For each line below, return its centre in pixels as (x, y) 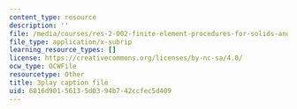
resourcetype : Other (47, 75)
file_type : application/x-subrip (71, 42)
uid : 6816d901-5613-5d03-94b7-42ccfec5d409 (91, 91)
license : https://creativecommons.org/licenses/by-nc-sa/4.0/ (126, 58)
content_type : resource (53, 17)
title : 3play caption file (59, 83)
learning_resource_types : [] (63, 50)
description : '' (39, 25)
